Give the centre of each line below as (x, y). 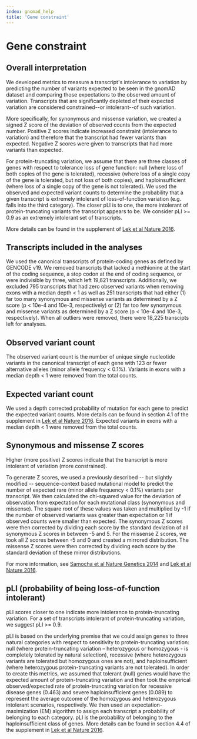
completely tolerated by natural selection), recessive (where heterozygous (96, 655)
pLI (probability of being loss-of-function (83, 589)
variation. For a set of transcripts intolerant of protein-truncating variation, (96, 618)
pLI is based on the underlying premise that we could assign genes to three (97, 636)
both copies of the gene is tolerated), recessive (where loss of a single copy (98, 174)
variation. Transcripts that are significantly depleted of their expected (90, 101)
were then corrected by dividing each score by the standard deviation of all (97, 527)
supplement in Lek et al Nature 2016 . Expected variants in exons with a (92, 420)
